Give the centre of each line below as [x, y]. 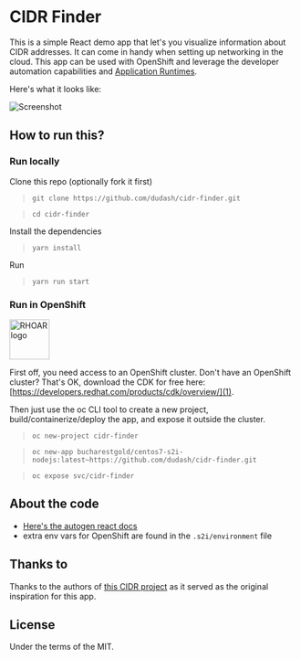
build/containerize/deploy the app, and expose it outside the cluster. [138, 419]
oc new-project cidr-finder [85, 436]
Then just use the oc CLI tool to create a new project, [109, 409]
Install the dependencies [56, 231]
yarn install [57, 248]
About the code [54, 504]
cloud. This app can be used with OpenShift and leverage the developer [145, 61]
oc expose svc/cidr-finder [83, 476]
